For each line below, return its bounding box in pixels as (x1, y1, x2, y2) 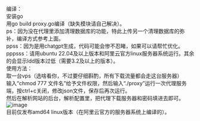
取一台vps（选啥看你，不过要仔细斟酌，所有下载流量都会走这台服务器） (6, 72, 183, 79)
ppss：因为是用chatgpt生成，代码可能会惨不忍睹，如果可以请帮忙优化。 (6, 42, 184, 49)
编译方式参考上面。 (16, 35, 64, 42)
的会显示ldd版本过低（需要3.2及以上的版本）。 (6, 57, 119, 64)
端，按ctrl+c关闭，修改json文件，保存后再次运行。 (6, 87, 131, 94)
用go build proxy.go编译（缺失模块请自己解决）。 (6, 20, 125, 27)
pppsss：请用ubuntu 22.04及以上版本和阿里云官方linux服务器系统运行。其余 (6, 50, 195, 57)
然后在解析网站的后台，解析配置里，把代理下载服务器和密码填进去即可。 (6, 95, 184, 101)
